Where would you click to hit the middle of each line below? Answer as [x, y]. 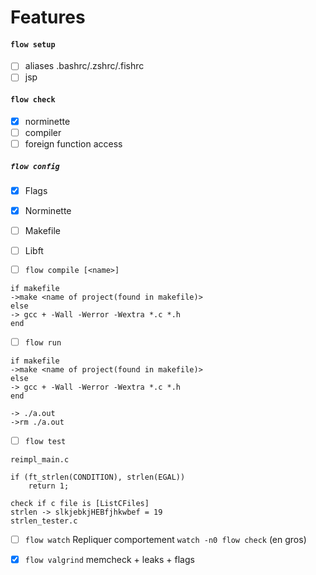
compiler [43, 132]
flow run [43, 342]
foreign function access [73, 143]
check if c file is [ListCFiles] [80, 504]
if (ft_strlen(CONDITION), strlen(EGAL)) [98, 477]
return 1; [49, 486]
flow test [45, 441]
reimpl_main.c [40, 460]
